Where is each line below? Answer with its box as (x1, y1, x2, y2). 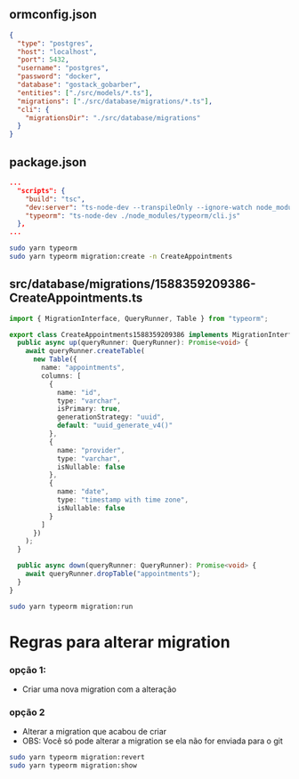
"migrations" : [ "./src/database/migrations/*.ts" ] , (17, 97, 214, 106)
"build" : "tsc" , (25, 195, 86, 204)
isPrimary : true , (56, 405, 122, 414)
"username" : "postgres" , (17, 64, 109, 73)
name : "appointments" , (41, 364, 125, 373)
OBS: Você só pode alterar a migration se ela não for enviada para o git (21, 735, 283, 746)
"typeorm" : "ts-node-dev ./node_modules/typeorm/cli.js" (25, 211, 241, 221)
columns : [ (41, 371, 82, 381)
